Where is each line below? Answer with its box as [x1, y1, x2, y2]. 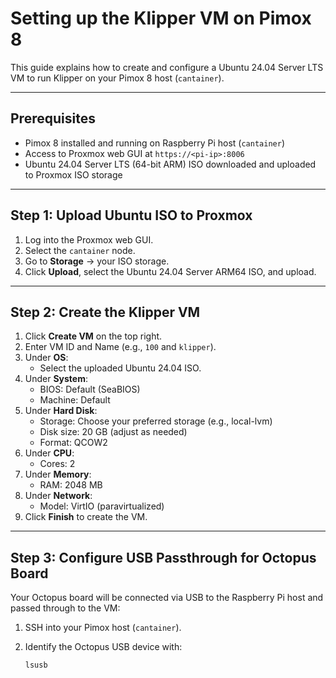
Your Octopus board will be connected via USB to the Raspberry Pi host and [10, 592, 324, 604]
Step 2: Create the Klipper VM [10, 303, 201, 321]
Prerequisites [10, 110, 96, 127]
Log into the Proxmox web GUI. [24, 233, 154, 246]
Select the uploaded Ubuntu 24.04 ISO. [39, 362, 202, 374]
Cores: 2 [39, 458, 76, 470]
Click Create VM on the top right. [24, 330, 163, 342]
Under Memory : [24, 468, 92, 481]
